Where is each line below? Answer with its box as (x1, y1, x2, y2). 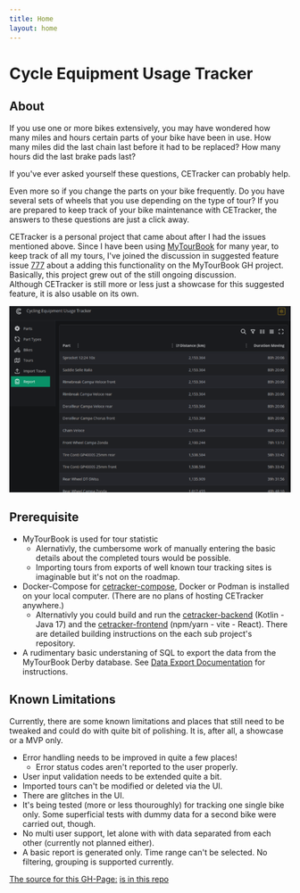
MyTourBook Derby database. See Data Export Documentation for (21, 657, 266, 667)
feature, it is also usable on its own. (9, 288, 139, 299)
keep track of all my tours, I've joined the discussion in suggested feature (9, 250, 279, 260)
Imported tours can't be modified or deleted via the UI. (21, 781, 223, 791)
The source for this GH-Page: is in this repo (9, 873, 170, 884)
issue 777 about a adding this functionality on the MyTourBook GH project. (9, 260, 284, 270)
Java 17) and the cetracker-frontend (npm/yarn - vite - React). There (35, 618, 288, 629)
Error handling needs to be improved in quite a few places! (21, 752, 238, 763)
